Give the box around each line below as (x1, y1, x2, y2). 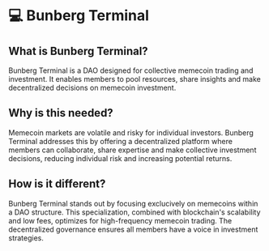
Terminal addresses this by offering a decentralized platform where (8, 136, 233, 146)
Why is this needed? (8, 106, 113, 120)
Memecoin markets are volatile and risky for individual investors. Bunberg (8, 127, 254, 138)
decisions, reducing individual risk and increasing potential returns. (8, 153, 233, 163)
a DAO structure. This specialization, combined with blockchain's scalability (8, 207, 261, 217)
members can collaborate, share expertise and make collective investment (8, 145, 257, 155)
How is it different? (8, 177, 106, 191)
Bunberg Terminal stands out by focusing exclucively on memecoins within (8, 198, 258, 208)
